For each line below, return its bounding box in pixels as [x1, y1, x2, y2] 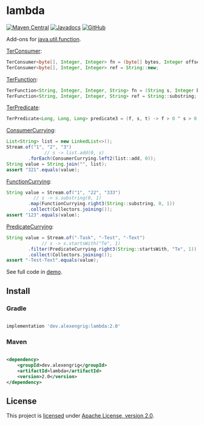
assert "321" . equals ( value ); [6, 166, 80, 173]
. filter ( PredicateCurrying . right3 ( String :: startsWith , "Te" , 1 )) [28, 246, 197, 252]
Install [6, 286, 30, 296]
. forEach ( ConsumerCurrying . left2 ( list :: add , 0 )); [28, 155, 156, 161]
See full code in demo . [6, 268, 63, 276]
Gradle [6, 304, 27, 313]
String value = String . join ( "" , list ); [6, 161, 107, 167]
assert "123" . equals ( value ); [6, 212, 80, 219]
